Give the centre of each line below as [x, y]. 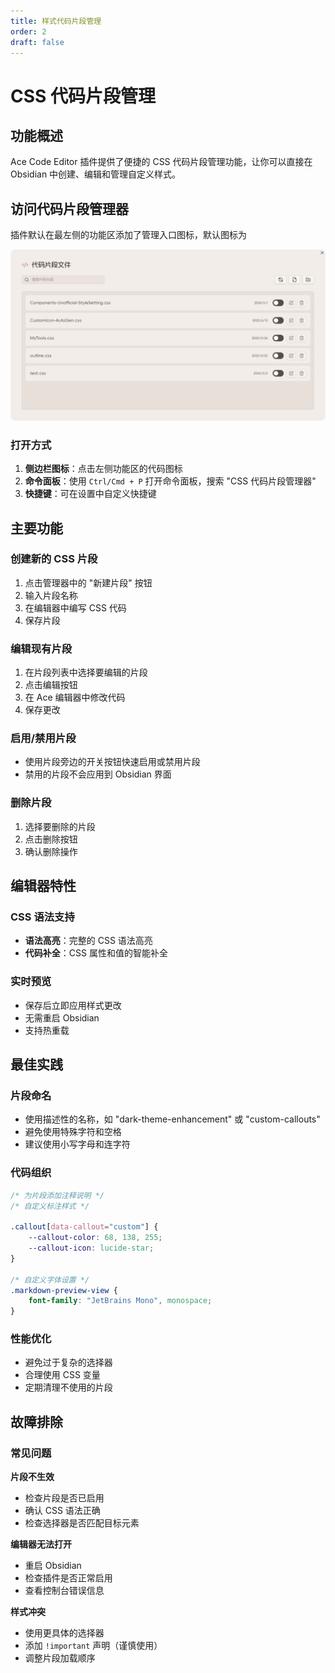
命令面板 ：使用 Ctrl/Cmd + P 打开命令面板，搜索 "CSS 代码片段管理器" [170, 481]
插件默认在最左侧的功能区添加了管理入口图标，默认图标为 [128, 235]
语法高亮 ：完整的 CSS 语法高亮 [88, 941]
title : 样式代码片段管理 [56, 21]
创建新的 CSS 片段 [54, 559]
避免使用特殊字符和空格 [73, 1132]
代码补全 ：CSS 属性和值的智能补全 [96, 953]
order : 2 [28, 31]
